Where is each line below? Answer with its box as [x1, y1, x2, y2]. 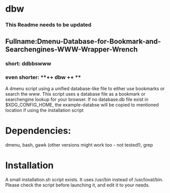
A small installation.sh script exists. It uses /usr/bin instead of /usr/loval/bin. [5, 176, 164, 182]
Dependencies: [5, 125, 71, 136]
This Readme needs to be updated [5, 21, 92, 29]
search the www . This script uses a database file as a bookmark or [5, 91, 146, 97]
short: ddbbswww [5, 60, 51, 67]
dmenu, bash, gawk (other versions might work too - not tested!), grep [5, 142, 153, 148]
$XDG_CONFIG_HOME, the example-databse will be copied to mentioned [5, 101, 159, 107]
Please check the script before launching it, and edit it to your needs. [5, 182, 150, 188]
